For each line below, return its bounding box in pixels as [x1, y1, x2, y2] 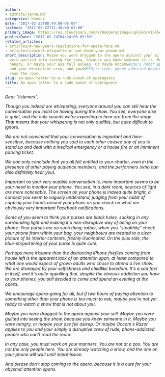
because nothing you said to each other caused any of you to [25, 138, 151, 145]
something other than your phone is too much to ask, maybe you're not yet [5, 296, 157, 302]
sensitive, [5, 138, 25, 145]
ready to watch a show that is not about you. [5, 301, 96, 307]
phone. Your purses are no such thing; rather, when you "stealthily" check [5, 224, 156, 231]
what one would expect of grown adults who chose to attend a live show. [5, 260, 154, 266]
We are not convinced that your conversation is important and [5, 134, 132, 139]
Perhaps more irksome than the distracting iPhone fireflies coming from [5, 250, 151, 256]
